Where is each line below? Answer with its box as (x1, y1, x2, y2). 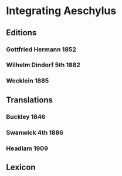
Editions (6, 28, 37, 38)
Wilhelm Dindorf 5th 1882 (6, 61, 81, 69)
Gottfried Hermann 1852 (6, 45, 76, 54)
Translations (6, 95, 53, 105)
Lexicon (6, 162, 36, 172)
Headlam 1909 (6, 144, 49, 152)
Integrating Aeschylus (6, 4, 117, 18)
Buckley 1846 (6, 112, 46, 121)
